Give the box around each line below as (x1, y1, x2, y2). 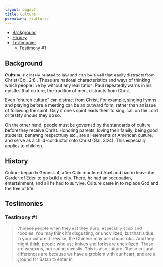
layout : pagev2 (5, 7, 36, 12)
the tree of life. (5, 186, 35, 191)
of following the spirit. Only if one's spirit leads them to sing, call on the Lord (5, 108, 158, 114)
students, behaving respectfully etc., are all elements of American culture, (5, 133, 153, 138)
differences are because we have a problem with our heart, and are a (17, 251, 156, 257)
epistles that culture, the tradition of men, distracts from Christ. (5, 88, 131, 94)
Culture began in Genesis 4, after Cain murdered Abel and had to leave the (5, 170, 155, 175)
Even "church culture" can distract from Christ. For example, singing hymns (5, 97, 157, 103)
